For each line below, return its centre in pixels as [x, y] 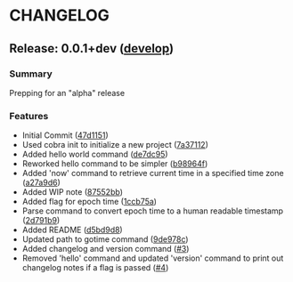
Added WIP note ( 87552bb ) [72, 192]
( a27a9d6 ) [41, 182]
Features [29, 116]
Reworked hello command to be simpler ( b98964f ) [115, 164]
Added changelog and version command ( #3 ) [106, 249]
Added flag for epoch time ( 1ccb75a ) [90, 202]
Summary [31, 74]
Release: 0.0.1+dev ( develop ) [92, 48]
